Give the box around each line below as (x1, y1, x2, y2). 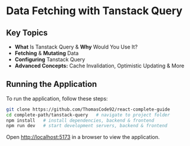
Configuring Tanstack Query (14, 56, 86, 63)
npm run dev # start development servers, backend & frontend (6, 123, 168, 129)
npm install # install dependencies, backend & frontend (6, 117, 155, 124)
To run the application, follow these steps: (6, 95, 108, 102)
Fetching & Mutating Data (14, 50, 79, 57)
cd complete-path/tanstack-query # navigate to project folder (6, 112, 170, 118)
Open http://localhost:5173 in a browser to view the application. (6, 134, 160, 141)
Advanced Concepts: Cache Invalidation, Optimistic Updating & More (14, 62, 185, 69)
